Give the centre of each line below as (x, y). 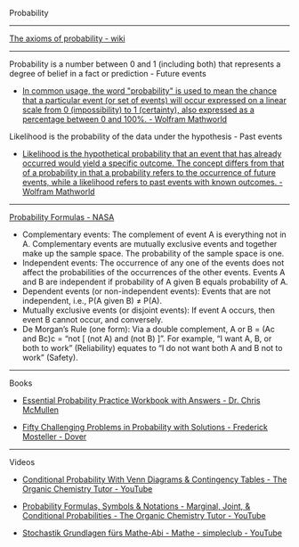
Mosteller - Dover (54, 437)
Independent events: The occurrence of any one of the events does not (153, 263)
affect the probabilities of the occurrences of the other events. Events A (154, 272)
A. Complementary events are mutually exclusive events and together (149, 244)
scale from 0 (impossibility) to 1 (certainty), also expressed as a (138, 110)
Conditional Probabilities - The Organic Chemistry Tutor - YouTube (144, 515)
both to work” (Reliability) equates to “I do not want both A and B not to (152, 348)
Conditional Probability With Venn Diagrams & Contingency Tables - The (154, 479)
